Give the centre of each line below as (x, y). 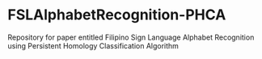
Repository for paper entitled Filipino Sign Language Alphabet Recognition (131, 37)
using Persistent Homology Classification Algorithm (93, 45)
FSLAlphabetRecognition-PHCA (117, 15)
